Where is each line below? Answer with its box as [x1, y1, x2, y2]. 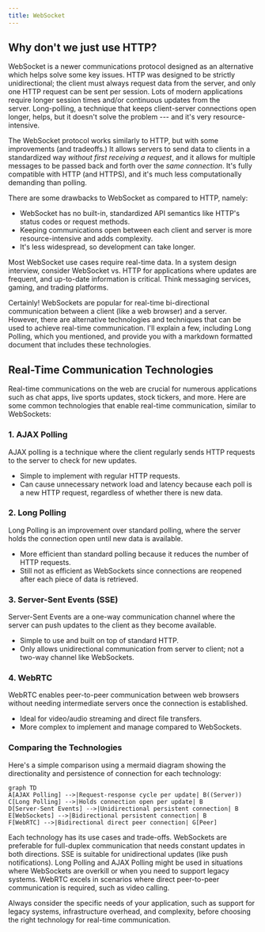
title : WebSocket [8, 11, 66, 20]
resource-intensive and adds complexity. [19, 234, 153, 244]
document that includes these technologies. [8, 340, 152, 350]
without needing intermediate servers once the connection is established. [8, 699, 248, 708]
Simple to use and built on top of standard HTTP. [19, 636, 180, 646]
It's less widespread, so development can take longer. [19, 242, 196, 252]
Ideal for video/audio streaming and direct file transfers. [19, 714, 202, 724]
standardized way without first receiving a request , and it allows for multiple [8, 153, 256, 162]
